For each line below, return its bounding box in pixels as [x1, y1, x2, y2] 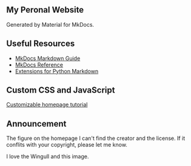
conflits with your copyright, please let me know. [6, 141, 127, 148]
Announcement [6, 118, 67, 129]
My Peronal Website [6, 5, 84, 15]
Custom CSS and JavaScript [6, 85, 115, 96]
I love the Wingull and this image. [6, 153, 89, 160]
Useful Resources [6, 39, 75, 49]
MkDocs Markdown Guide [15, 55, 81, 62]
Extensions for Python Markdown [15, 67, 99, 75]
